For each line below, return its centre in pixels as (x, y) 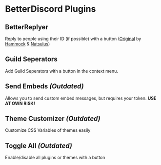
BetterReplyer (27, 27)
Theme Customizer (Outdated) (53, 119)
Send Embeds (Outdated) (44, 86)
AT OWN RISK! (20, 103)
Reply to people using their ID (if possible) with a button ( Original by (73, 39)
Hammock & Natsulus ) (28, 44)
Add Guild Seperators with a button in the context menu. (62, 71)
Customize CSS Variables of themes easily (48, 130)
